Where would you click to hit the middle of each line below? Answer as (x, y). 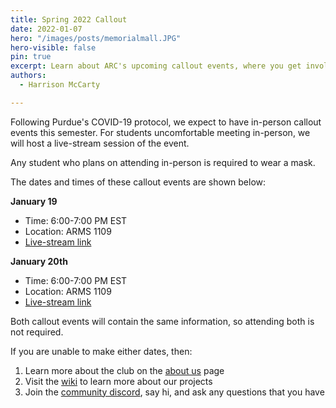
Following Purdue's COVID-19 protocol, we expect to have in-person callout (166, 122)
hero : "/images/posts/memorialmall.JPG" (96, 38)
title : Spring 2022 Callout (69, 19)
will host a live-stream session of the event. (100, 143)
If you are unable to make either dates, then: (101, 351)
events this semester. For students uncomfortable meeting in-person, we (160, 132)
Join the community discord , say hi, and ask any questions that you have (174, 392)
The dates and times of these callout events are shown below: (138, 182)
